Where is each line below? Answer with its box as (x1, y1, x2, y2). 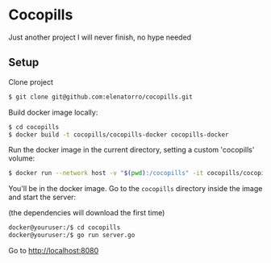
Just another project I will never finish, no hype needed (8, 32, 192, 42)
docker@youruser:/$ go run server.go (8, 232, 135, 240)
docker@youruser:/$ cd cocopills (8, 223, 121, 232)
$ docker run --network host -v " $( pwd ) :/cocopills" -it (8, 169, 204, 177)
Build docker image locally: (8, 107, 98, 117)
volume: (8, 153, 35, 163)
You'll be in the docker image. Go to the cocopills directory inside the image (8, 184, 263, 194)
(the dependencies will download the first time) (8, 208, 165, 218)
